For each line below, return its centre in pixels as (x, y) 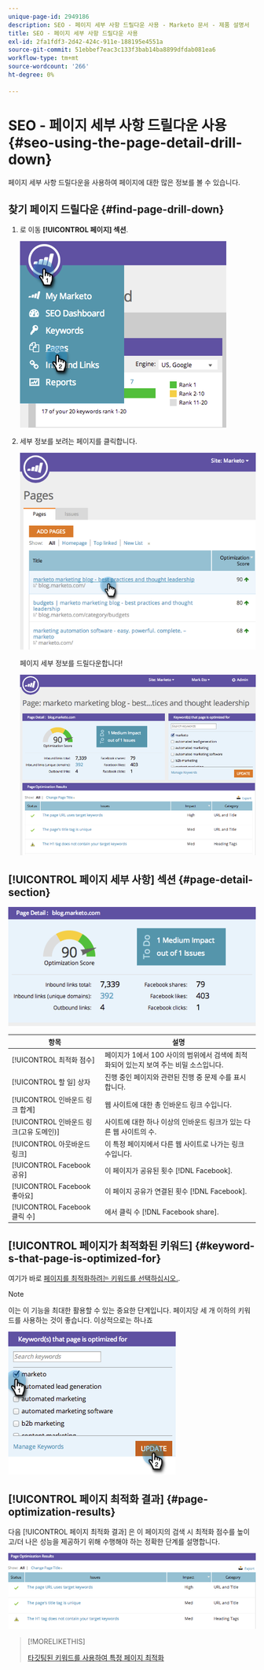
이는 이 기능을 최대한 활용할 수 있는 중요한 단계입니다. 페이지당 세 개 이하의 (122, 1310)
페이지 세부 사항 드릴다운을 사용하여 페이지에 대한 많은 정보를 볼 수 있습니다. (125, 182)
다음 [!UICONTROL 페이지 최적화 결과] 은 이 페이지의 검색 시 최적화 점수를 (122, 1531)
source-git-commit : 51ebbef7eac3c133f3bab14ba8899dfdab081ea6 (112, 50)
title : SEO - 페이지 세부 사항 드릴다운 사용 (73, 33)
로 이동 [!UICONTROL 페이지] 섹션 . (73, 230)
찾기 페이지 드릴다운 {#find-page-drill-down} (116, 209)
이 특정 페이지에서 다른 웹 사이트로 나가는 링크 (175, 1144)
